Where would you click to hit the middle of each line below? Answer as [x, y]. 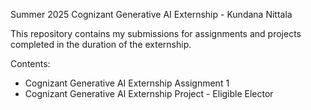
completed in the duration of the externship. [101, 44]
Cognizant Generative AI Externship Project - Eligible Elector [149, 93]
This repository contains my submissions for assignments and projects [156, 33]
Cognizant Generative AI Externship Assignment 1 [127, 83]
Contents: [30, 63]
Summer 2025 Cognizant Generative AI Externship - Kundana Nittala [151, 14]
